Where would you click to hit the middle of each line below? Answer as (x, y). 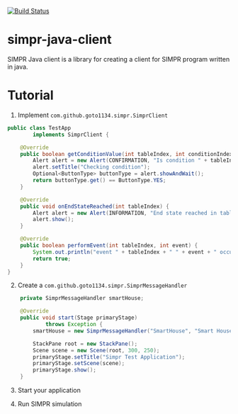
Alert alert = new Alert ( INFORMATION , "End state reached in (125, 213)
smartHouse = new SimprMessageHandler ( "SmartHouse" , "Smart (123, 331)
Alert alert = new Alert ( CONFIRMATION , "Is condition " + (120, 161)
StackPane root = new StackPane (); (85, 344)
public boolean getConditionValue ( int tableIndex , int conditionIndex (126, 154)
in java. (18, 67)
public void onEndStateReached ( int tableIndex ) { (95, 206)
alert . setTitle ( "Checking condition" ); (92, 167)
